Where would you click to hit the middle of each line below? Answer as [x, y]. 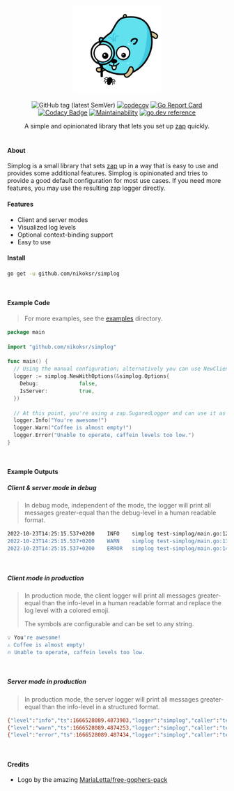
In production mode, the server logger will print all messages [111, 699]
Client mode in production [46, 578]
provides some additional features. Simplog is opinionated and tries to [108, 173]
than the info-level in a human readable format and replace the [131, 603]
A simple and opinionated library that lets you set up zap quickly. [117, 126]
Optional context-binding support [65, 235]
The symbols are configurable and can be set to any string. [109, 624]
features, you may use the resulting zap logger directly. [86, 188]
